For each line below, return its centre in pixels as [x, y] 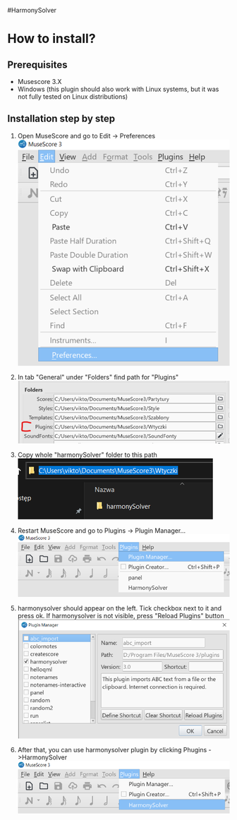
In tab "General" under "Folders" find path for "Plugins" [98, 377]
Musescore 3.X [39, 82]
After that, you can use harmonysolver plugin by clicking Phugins [112, 750]
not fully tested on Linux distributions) [73, 97]
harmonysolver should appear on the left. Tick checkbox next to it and [120, 608]
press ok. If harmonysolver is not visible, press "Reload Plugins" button [121, 616]
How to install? [52, 39]
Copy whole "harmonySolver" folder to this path [87, 455]
